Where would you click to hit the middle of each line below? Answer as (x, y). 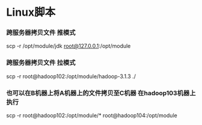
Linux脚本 (31, 12)
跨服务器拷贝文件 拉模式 (41, 62)
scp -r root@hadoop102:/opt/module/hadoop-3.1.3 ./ (71, 76)
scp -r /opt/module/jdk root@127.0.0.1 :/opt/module (69, 46)
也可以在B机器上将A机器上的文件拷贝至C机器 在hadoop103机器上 (101, 93)
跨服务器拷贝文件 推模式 (41, 32)
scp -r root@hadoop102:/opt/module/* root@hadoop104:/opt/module (92, 115)
